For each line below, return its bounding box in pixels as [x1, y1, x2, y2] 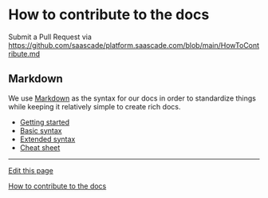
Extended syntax [19, 134, 76, 144]
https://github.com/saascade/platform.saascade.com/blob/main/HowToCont [8, 40, 260, 49]
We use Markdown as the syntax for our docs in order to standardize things [8, 93, 257, 103]
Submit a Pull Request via [8, 32, 92, 42]
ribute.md [8, 49, 41, 58]
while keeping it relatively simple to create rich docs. [8, 101, 181, 111]
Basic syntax [19, 125, 62, 135]
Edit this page [8, 165, 53, 175]
